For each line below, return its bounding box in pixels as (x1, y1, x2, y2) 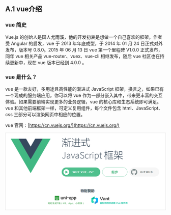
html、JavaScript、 (122, 105, 163, 111)
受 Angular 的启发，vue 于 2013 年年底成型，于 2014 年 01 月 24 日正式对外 (5, 40, 163, 46)
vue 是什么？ (5, 73, 37, 80)
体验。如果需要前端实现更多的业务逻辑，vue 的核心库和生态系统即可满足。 (5, 98, 162, 104)
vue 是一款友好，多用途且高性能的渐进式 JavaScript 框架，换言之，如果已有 (5, 86, 164, 92)
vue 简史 (5, 21, 27, 29)
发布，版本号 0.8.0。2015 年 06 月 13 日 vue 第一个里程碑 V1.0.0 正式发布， (5, 46, 163, 52)
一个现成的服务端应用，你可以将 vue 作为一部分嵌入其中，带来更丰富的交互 (5, 92, 163, 98)
